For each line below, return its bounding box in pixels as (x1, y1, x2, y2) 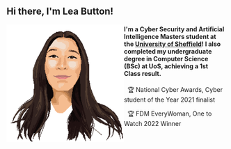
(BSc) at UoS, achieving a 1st (124, 62, 209, 70)
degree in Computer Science (124, 54, 209, 63)
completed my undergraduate (124, 47, 212, 55)
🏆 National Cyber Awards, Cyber (127, 85, 223, 93)
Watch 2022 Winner (124, 119, 182, 127)
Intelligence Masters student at (124, 32, 216, 40)
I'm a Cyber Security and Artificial (124, 24, 225, 33)
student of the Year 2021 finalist (124, 95, 216, 104)
